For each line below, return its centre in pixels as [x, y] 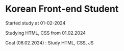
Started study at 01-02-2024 [35, 23]
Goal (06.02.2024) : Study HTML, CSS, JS [49, 43]
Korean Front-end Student [62, 9]
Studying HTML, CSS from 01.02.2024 [45, 33]
